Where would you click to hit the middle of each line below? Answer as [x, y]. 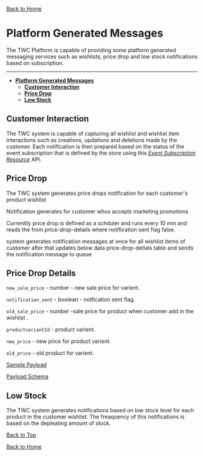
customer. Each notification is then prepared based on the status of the [95, 146]
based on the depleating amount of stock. [59, 423]
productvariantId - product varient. [51, 330]
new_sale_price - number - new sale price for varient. [73, 288]
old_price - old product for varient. [50, 353]
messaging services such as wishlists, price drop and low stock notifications [102, 56]
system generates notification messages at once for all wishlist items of [96, 241]
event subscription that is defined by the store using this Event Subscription [101, 153]
